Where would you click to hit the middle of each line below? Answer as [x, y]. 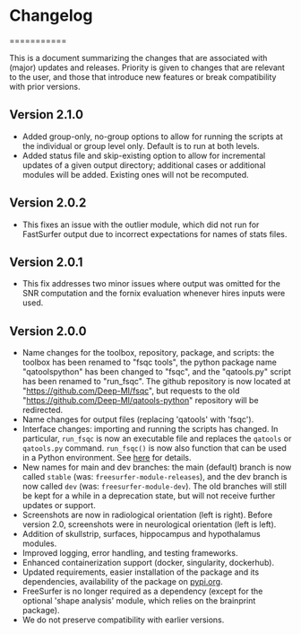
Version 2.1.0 [46, 114]
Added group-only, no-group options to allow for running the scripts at [153, 136]
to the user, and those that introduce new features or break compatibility [143, 76]
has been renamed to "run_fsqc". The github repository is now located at [156, 382]
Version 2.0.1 [46, 262]
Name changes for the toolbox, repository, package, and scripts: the [148, 353]
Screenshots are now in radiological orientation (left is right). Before [147, 515]
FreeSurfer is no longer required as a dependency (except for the [142, 591]
